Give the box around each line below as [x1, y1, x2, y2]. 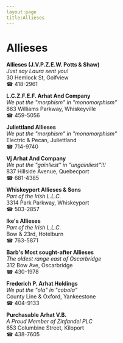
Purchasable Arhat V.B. [6, 311, 67, 319]
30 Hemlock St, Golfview [6, 74, 69, 81]
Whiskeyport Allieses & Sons [6, 186, 81, 193]
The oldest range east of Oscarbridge [6, 255, 102, 262]
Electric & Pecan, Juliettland [6, 137, 77, 144]
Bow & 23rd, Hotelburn [6, 230, 64, 238]
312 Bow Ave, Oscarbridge [6, 262, 73, 269]
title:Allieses [6, 15, 45, 21]
